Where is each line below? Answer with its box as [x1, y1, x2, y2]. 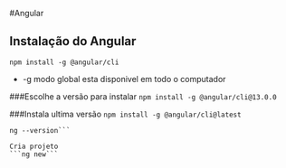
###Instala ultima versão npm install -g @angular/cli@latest [9, 108, 242, 119]
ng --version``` [9, 126, 71, 135]
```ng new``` [9, 149, 59, 159]
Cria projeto [9, 142, 59, 151]
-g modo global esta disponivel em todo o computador [22, 73, 226, 84]
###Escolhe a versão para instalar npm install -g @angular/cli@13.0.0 [9, 90, 278, 102]
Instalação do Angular [9, 33, 137, 49]
